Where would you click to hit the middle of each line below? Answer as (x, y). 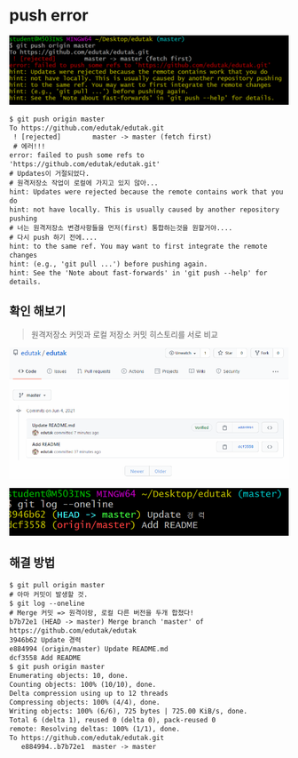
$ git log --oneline (47, 603)
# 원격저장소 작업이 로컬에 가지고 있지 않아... (84, 183)
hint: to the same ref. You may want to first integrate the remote (138, 246)
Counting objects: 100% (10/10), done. (83, 684)
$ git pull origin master (57, 585)
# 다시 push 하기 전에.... (53, 237)
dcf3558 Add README (45, 658)
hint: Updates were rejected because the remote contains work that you (146, 192)
